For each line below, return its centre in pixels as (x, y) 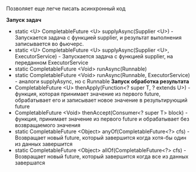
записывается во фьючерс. (49, 44)
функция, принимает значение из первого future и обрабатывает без (102, 119)
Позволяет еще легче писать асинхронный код (66, 9)
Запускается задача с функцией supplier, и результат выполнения (98, 37)
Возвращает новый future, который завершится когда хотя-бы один (100, 138)
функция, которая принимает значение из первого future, (88, 94)
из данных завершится (44, 144)
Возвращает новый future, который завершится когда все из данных (102, 156)
